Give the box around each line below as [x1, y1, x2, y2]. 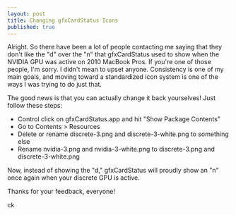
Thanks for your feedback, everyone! [7, 188, 115, 196]
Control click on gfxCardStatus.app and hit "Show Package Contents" [17, 115, 221, 123]
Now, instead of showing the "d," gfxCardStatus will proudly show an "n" [7, 166, 219, 175]
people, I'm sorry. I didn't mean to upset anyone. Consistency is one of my [7, 65, 224, 74]
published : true [7, 23, 55, 30]
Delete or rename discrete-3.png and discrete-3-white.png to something [17, 130, 230, 138]
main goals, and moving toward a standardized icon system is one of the [7, 73, 219, 81]
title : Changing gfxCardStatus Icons [7, 17, 119, 24]
